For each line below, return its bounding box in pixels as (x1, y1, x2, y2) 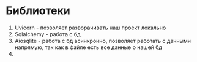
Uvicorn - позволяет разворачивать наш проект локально (14, 24, 166, 31)
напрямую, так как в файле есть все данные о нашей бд (14, 44, 163, 51)
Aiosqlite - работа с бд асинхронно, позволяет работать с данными (14, 37, 191, 44)
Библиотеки (6, 4, 71, 18)
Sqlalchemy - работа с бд (14, 30, 81, 37)
